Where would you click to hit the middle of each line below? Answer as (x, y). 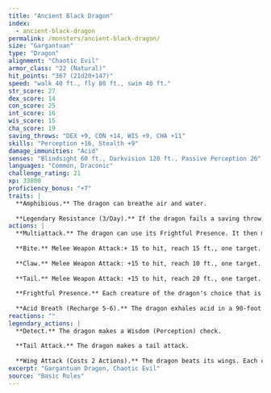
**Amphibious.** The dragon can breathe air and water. (111, 203)
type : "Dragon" (34, 53)
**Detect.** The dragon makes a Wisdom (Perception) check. (119, 331)
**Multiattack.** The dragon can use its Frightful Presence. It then (137, 234)
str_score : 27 (32, 91)
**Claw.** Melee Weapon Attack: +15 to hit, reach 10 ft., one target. (139, 263)
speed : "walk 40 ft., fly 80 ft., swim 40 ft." (90, 83)
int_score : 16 (32, 114)
